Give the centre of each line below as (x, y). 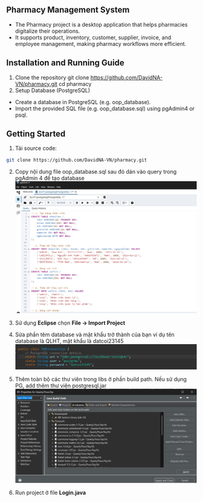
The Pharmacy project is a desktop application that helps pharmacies (101, 24)
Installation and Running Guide (66, 63)
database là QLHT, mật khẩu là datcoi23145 (69, 341)
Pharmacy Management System (68, 10)
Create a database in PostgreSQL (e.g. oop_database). (83, 102)
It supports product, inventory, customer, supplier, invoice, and (93, 37)
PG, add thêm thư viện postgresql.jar (61, 385)
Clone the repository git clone (52, 77)
